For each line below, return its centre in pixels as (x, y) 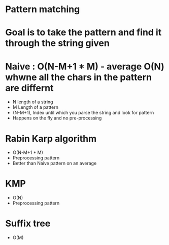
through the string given (58, 43)
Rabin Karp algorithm (51, 138)
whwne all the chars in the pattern (79, 77)
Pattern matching (43, 9)
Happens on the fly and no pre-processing (57, 118)
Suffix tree (28, 223)
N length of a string (33, 102)
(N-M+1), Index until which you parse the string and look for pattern (83, 113)
